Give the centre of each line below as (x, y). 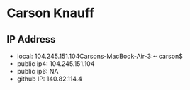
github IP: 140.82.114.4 (50, 79)
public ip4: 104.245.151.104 (56, 64)
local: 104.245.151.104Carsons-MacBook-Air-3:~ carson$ (100, 56)
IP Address (31, 39)
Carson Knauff (51, 13)
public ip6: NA (38, 71)
